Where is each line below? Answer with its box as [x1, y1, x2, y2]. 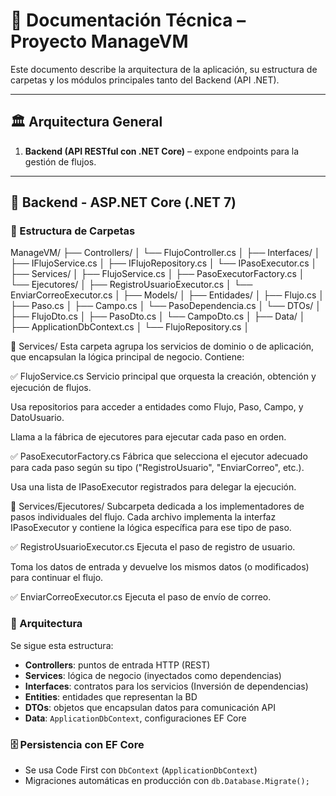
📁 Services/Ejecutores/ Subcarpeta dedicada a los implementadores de [10, 500, 305, 513]
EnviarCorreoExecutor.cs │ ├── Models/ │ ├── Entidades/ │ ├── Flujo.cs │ [10, 289, 325, 301]
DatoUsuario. [10, 412, 65, 424]
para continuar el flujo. [10, 572, 104, 584]
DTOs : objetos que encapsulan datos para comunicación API [24, 701, 276, 713]
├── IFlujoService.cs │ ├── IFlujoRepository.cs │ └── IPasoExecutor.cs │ [10, 257, 318, 269]
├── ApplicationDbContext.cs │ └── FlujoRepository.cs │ [10, 321, 250, 333]
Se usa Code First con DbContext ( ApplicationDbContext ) [24, 764, 258, 776]
